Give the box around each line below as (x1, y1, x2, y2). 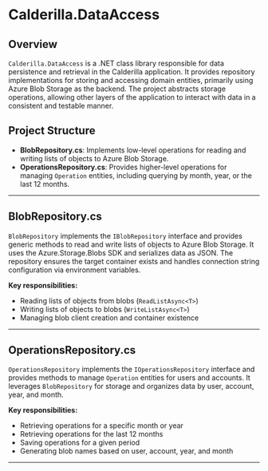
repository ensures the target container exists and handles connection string (8, 256, 260, 266)
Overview (8, 38, 58, 51)
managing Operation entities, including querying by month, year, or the (19, 170, 253, 180)
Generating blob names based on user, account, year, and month (19, 446, 234, 456)
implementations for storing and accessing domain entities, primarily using (8, 76, 254, 85)
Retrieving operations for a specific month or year (19, 421, 183, 430)
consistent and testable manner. (8, 101, 114, 110)
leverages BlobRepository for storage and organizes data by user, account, (8, 382, 254, 391)
